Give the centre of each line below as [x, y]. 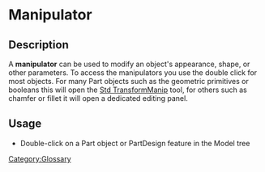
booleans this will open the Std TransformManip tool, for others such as [128, 90]
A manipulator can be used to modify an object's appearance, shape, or [129, 64]
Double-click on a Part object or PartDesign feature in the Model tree [135, 143]
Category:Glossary [40, 158]
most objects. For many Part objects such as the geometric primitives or [128, 81]
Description [38, 45]
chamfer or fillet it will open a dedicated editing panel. [98, 98]
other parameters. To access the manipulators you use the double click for [133, 73]
